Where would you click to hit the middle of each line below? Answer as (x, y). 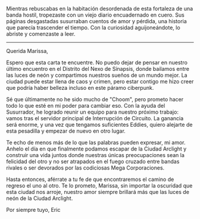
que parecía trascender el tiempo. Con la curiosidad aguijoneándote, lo (93, 27)
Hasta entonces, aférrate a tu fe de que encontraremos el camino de (90, 179)
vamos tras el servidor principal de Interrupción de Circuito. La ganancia (95, 118)
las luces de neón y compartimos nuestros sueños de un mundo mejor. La (97, 75)
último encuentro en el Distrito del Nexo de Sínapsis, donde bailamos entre (98, 69)
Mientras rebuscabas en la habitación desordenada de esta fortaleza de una (100, 9)
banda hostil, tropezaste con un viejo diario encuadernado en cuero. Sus (95, 15)
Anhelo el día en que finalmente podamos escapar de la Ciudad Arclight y (96, 149)
